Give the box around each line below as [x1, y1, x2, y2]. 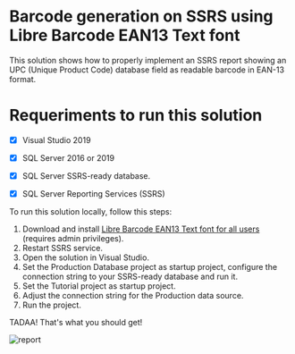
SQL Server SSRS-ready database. [21, 171, 151, 181]
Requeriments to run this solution [9, 105, 263, 126]
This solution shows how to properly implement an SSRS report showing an [9, 55, 287, 65]
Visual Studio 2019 [21, 134, 91, 145]
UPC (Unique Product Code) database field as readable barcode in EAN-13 [9, 64, 284, 75]
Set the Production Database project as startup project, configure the [21, 262, 278, 273]
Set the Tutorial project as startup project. [21, 281, 176, 291]
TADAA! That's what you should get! [9, 317, 143, 328]
